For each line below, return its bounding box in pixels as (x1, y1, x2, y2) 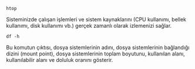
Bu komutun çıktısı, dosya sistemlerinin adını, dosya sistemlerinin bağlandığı (6, 44, 190, 51)
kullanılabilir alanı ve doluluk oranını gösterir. (6, 57, 113, 63)
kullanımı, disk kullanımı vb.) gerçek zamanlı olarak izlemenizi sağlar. (6, 22, 172, 29)
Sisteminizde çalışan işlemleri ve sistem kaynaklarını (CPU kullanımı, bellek (6, 16, 187, 23)
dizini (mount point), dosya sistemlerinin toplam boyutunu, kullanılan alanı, (6, 50, 185, 57)
